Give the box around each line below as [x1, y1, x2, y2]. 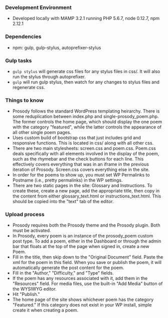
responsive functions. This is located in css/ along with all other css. [12, 140, 154, 146]
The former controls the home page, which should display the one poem [12, 119, 162, 125]
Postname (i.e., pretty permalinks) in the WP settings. [12, 177, 123, 183]
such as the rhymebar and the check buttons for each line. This [12, 156, 144, 162]
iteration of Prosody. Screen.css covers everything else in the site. [12, 166, 150, 172]
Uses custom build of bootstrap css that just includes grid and [12, 134, 141, 141]
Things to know [5, 96, 44, 103]
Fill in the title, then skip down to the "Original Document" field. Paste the [12, 254, 163, 260]
